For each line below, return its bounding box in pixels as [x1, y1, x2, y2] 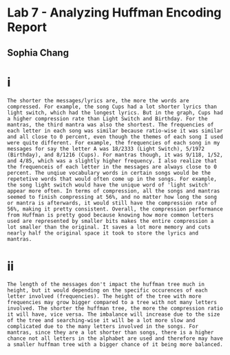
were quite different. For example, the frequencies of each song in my [7, 139, 220, 146]
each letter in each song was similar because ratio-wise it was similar [7, 127, 224, 134]
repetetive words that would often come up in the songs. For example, [7, 175, 217, 182]
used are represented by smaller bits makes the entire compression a [7, 217, 214, 224]
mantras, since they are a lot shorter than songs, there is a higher [7, 329, 214, 336]
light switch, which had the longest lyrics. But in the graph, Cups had [7, 109, 224, 116]
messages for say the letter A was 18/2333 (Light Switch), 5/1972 [7, 145, 205, 152]
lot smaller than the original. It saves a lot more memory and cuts [7, 224, 211, 230]
